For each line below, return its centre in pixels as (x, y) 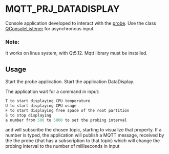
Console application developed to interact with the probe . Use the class (81, 23)
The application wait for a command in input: (52, 92)
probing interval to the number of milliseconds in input (62, 146)
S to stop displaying (28, 115)
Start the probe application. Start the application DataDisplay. (70, 82)
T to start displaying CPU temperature (48, 101)
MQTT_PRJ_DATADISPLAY (62, 9)
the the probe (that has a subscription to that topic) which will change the (83, 141)
